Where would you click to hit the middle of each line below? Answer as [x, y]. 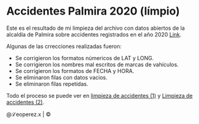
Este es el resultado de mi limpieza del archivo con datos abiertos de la [96, 28]
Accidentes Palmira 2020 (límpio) [93, 11]
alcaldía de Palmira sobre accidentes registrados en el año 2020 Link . [94, 34]
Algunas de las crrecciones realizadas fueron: [64, 46]
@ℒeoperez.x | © [29, 114]
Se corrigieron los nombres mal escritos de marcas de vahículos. [97, 64]
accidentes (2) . [25, 102]
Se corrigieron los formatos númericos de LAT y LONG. [84, 58]
